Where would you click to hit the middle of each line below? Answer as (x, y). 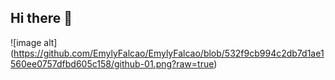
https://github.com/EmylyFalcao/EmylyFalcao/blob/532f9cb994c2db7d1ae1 (169, 53)
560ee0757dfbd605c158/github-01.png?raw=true (112, 63)
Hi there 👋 (41, 18)
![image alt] (34, 42)
